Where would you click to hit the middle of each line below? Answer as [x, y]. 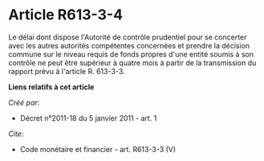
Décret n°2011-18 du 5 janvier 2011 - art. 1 [88, 118]
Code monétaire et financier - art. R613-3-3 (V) [98, 149]
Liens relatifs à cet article [51, 87]
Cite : [16, 134]
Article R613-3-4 [65, 15]
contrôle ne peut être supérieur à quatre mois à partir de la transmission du [132, 63]
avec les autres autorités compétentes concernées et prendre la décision [129, 45]
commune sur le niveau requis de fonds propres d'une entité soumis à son [131, 54]
